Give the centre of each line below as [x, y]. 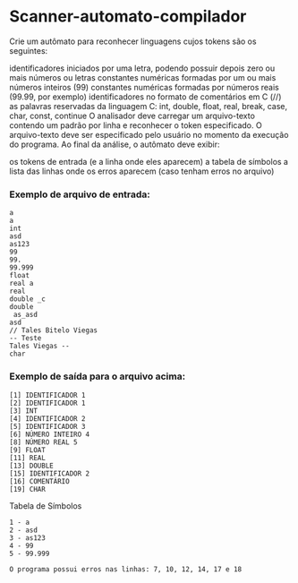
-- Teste [26, 339]
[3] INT [24, 411]
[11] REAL [28, 458]
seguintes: [29, 50]
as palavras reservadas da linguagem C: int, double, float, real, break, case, [149, 106]
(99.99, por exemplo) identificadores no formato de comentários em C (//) [145, 97]
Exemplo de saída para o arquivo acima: [98, 376]
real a [21, 284]
